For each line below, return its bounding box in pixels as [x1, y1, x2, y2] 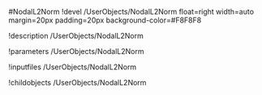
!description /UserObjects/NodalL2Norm [8, 31, 144, 40]
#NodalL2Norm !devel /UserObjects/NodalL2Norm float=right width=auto [8, 7, 254, 16]
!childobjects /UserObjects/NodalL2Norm [8, 78, 147, 87]
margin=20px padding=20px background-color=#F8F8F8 [8, 15, 202, 25]
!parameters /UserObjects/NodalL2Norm [8, 47, 144, 56]
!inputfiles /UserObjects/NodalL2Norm [8, 62, 137, 72]
